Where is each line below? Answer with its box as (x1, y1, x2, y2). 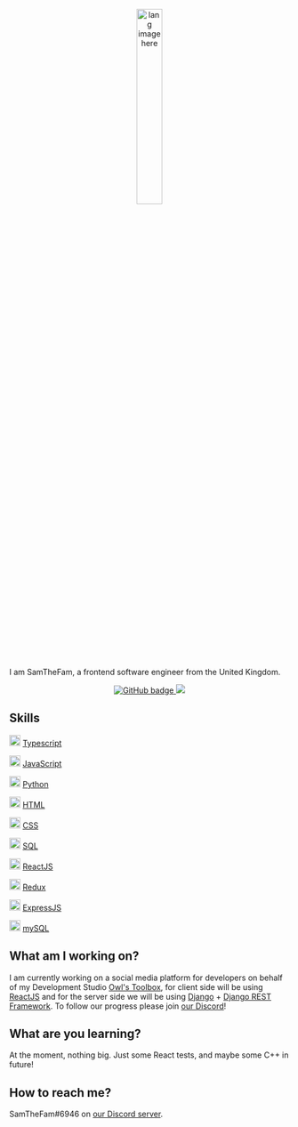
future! (9, 1059, 34, 1070)
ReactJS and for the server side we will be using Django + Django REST (9, 991, 271, 1002)
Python (21, 778, 49, 789)
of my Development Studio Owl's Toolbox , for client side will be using (9, 981, 264, 992)
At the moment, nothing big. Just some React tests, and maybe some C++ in (9, 1050, 289, 1060)
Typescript (21, 737, 62, 748)
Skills (9, 711, 40, 726)
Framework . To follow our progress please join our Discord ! (9, 1001, 227, 1011)
